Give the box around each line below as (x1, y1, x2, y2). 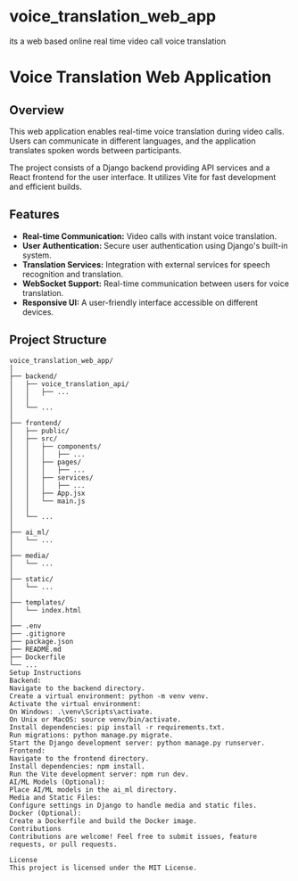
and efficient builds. (9, 181, 82, 192)
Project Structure (9, 333, 107, 348)
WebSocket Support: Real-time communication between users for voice (21, 278, 290, 289)
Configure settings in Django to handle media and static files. (9, 801, 257, 810)
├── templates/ (9, 597, 66, 607)
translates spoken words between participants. (9, 144, 182, 155)
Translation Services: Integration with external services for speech (21, 259, 270, 269)
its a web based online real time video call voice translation (9, 36, 226, 46)
